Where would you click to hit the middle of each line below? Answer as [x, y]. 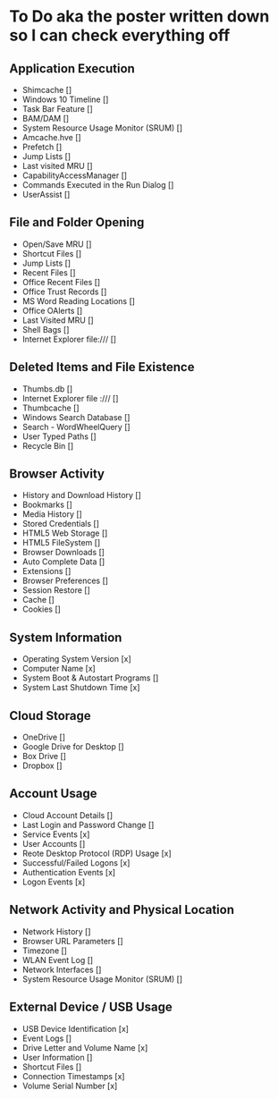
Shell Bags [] [46, 329]
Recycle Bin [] [48, 445]
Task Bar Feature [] [57, 109]
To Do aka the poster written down [139, 17]
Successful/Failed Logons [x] [76, 862]
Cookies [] [41, 609]
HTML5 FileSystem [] [61, 543]
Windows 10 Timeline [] [65, 99]
